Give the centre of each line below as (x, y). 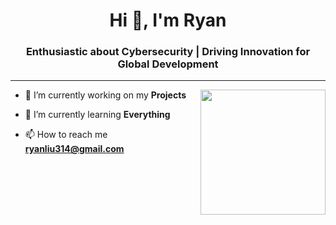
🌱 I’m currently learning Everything (97, 115)
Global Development (168, 64)
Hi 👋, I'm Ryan (168, 20)
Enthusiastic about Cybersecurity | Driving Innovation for (168, 52)
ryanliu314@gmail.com (74, 149)
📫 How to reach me (66, 135)
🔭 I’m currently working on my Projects (105, 95)
